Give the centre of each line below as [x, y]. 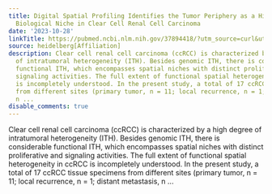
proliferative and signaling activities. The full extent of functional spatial [127, 156]
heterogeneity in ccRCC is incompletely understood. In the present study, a [134, 164]
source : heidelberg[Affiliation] [65, 46]
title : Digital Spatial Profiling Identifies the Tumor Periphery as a [132, 16]
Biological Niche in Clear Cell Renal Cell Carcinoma [108, 24]
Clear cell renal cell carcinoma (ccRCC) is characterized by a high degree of [135, 130]
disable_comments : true [49, 106]
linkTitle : [27, 39]
